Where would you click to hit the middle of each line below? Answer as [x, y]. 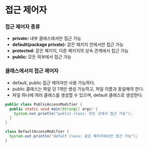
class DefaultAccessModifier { [37, 132]
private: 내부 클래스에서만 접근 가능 [46, 38]
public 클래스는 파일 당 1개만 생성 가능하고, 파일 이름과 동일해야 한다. [78, 89]
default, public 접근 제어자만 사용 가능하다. [54, 82]
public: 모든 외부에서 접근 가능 [42, 57]
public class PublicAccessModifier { [44, 104]
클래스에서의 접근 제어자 [32, 71]
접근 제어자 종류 [23, 27]
